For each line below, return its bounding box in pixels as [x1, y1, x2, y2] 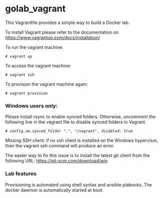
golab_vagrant [5, 3, 66, 14]
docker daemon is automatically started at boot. [5, 187, 104, 193]
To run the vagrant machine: [5, 44, 63, 50]
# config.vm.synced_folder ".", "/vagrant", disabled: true [5, 128, 133, 134]
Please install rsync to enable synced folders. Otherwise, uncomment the [5, 113, 156, 120]
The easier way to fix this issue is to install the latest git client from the [5, 152, 150, 158]
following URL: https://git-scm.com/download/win [5, 158, 108, 164]
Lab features [5, 170, 36, 177]
